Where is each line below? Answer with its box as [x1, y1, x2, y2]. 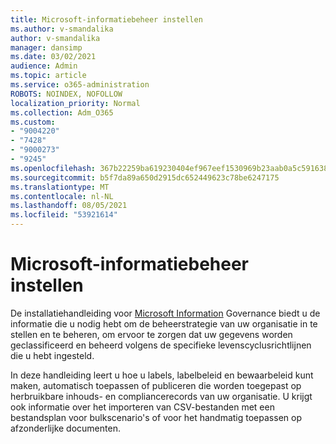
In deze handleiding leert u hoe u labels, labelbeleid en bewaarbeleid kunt [10, 369, 314, 381]
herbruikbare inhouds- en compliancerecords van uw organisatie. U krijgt [10, 390, 313, 402]
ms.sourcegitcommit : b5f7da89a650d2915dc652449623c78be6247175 [10, 172, 280, 183]
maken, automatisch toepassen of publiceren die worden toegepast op [10, 379, 302, 391]
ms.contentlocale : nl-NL [10, 191, 114, 201]
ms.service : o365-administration [10, 80, 150, 90]
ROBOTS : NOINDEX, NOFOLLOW [10, 89, 123, 99]
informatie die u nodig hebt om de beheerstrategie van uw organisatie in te [10, 317, 318, 330]
